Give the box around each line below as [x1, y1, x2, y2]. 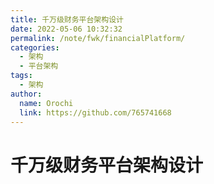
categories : [10, 42, 60, 53]
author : [10, 89, 43, 99]
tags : [10, 71, 33, 81]
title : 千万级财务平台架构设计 [10, 14, 124, 25]
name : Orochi [19, 98, 74, 108]
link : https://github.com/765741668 [19, 107, 172, 118]
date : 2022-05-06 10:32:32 [10, 24, 123, 34]
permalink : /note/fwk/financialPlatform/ [10, 33, 186, 43]
